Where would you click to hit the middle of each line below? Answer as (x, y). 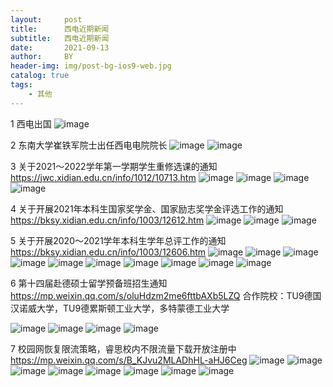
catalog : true (40, 76)
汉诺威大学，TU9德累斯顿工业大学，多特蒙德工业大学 (120, 308)
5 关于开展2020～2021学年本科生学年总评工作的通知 (118, 240)
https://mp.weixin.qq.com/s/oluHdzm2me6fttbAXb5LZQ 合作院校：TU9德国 (166, 295)
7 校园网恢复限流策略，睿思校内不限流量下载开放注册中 (123, 348)
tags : (21, 85)
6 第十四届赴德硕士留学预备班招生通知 (89, 283)
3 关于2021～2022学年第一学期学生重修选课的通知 (114, 166)
